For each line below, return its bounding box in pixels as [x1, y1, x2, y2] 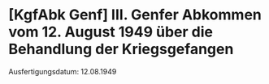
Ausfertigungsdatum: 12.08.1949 [8, 66, 117, 76]
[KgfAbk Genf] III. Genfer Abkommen [8, 6, 262, 24]
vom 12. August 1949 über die [8, 23, 214, 41]
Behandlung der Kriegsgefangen [8, 40, 234, 58]
